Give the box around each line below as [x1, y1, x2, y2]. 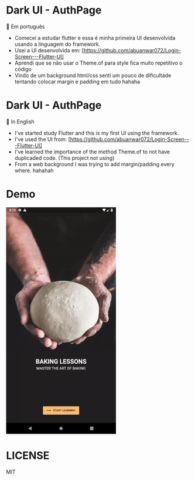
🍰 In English [6, 118, 35, 125]
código [14, 65, 32, 72]
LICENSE [6, 449, 50, 462]
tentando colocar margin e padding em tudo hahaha [14, 78, 141, 85]
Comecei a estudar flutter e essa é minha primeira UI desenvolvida [14, 34, 176, 41]
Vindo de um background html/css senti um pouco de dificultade [14, 72, 172, 79]
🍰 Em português [6, 23, 45, 30]
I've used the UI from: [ [14, 136, 70, 143]
